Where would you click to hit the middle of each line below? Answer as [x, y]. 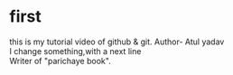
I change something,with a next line [75, 51]
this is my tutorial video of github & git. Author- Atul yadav [117, 42]
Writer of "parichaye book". [60, 61]
